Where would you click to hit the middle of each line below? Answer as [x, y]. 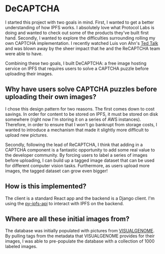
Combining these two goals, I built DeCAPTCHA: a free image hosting [76, 63]
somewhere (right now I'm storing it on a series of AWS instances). [73, 119]
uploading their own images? [51, 97]
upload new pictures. [27, 135]
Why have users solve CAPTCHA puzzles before [81, 89]
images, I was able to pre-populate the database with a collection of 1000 [80, 241]
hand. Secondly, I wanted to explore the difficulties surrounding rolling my [80, 38]
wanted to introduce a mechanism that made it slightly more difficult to [77, 130]
